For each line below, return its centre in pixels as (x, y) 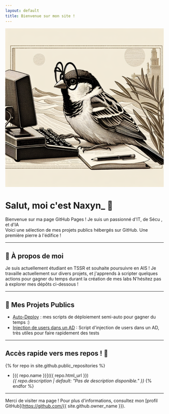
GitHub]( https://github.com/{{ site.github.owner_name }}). (65, 406)
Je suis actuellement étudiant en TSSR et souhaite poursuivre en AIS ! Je (81, 268)
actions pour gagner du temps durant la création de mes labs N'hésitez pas (83, 279)
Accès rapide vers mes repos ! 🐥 (57, 353)
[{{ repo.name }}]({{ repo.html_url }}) (51, 375)
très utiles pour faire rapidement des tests (56, 333)
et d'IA (12, 225)
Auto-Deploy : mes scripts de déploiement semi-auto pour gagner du (84, 317)
